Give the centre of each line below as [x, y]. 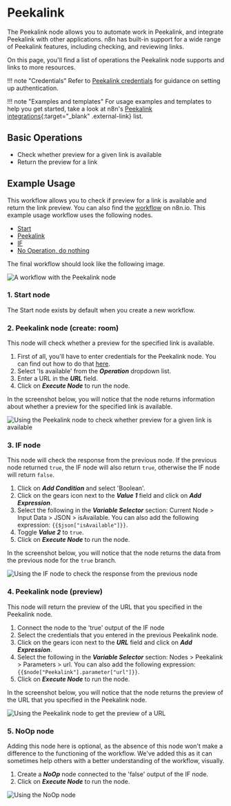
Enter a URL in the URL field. [57, 379]
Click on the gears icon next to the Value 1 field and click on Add [109, 496]
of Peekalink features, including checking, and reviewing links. [96, 46]
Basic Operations [45, 138]
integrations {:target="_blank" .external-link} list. [75, 116]
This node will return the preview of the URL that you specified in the [105, 607]
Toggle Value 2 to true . [50, 532]
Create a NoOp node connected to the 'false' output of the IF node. [113, 774]
